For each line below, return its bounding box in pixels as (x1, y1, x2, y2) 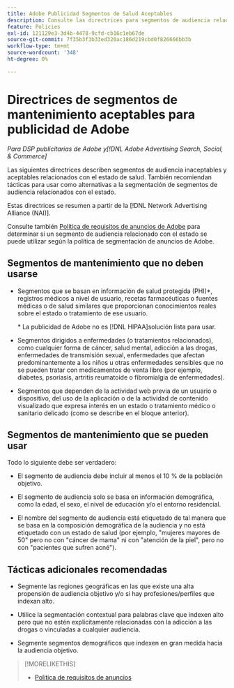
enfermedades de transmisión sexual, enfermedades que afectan (17, 350, 205, 359)
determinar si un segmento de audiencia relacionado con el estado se (7, 230, 208, 238)
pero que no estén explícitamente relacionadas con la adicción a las (17, 618, 212, 627)
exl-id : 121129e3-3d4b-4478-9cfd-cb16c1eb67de (7, 29, 145, 37)
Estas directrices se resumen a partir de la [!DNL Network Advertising (7, 201, 208, 209)
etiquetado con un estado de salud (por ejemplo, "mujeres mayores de (17, 528, 221, 537)
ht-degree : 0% (7, 56, 49, 63)
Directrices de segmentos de (7, 91, 178, 107)
